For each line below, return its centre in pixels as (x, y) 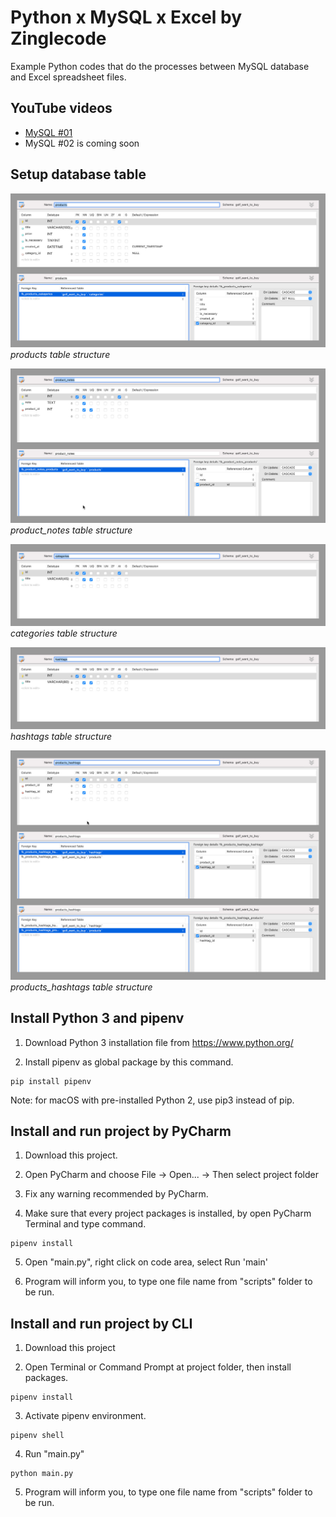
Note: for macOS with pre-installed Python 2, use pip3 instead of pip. (152, 1100)
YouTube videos (61, 108)
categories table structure (64, 633)
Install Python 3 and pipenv (97, 1018)
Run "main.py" (54, 1454)
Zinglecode (58, 38)
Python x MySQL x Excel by (126, 17)
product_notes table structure (71, 530)
